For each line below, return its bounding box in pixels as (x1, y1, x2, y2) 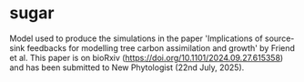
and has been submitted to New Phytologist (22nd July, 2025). (9, 62, 245, 73)
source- (264, 33, 295, 44)
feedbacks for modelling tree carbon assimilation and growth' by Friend (26, 42, 296, 53)
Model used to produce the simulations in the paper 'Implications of (9, 33, 263, 44)
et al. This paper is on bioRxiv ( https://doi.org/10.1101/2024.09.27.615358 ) (9, 52, 284, 63)
